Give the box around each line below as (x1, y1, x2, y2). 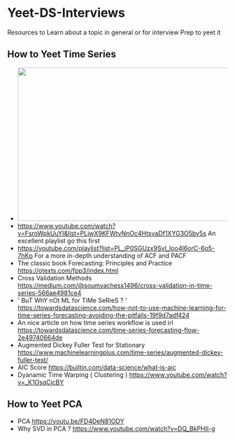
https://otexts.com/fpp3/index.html (17, 266, 119, 275)
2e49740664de (17, 333, 63, 341)
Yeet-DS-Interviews (7, 5, 126, 21)
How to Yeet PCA (7, 398, 83, 411)
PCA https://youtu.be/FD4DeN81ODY (17, 417, 124, 425)
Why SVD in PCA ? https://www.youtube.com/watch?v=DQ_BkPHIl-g (17, 424, 215, 432)
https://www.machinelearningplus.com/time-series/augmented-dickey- (17, 348, 224, 357)
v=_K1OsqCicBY (17, 378, 64, 386)
